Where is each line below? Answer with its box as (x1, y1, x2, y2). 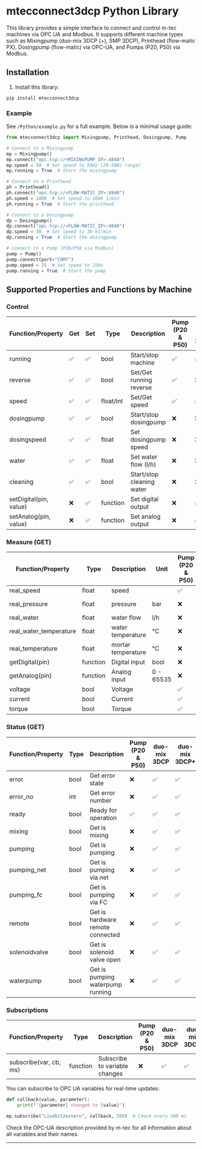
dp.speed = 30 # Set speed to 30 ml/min (6, 229, 112, 235)
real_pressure (9, 600, 48, 608)
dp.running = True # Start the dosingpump (6, 234, 117, 241)
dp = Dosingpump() (6, 217, 52, 224)
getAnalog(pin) (9, 672, 52, 680)
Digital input (111, 658, 145, 666)
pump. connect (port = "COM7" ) (6, 256, 74, 263)
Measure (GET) (6, 538, 52, 547)
